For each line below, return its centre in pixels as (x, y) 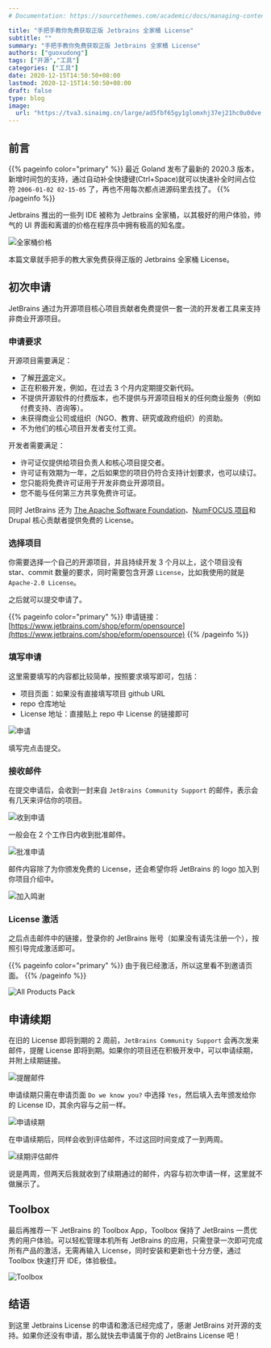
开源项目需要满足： (40, 361)
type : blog (27, 98)
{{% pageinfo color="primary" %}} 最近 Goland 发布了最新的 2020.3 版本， (133, 169)
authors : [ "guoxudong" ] (48, 53)
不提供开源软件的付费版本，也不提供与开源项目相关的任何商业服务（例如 (140, 398)
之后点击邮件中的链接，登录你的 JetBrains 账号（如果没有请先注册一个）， (130, 938)
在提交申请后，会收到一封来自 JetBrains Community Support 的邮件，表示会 (133, 790)
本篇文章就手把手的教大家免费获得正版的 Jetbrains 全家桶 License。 (121, 259)
